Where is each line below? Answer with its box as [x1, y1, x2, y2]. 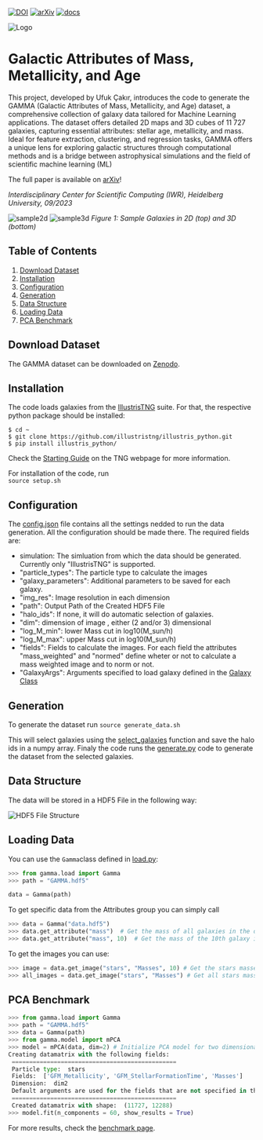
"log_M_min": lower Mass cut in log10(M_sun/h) [19, 627, 174, 636]
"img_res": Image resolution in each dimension [19, 593, 171, 602]
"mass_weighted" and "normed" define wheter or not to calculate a [19, 652, 236, 661]
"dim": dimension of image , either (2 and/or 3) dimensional [19, 618, 211, 627]
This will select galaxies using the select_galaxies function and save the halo [8, 735, 255, 744]
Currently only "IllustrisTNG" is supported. [19, 560, 156, 569]
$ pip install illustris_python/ [8, 440, 117, 448]
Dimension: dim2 [11, 1080, 68, 1087]
